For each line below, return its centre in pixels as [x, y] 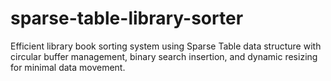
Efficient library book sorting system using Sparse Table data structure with [166, 46]
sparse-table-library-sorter [127, 18]
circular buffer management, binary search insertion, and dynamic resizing [164, 56]
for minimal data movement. [68, 67]
